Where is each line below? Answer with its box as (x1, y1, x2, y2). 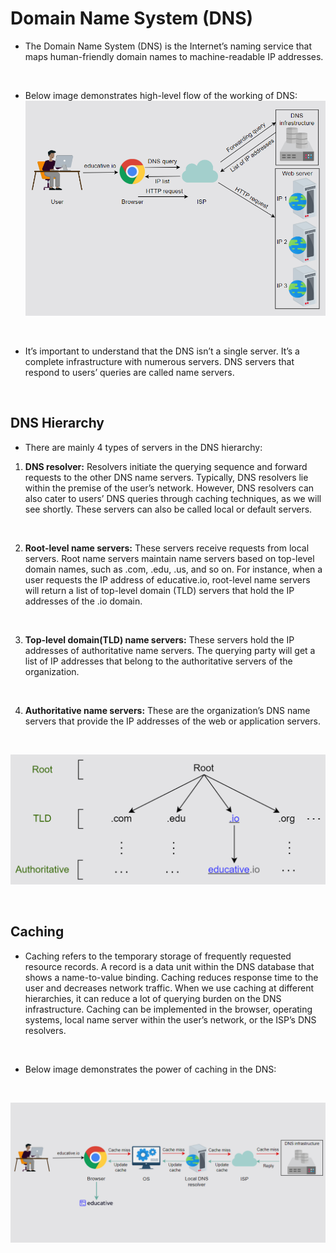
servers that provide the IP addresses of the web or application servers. (24, 715, 321, 727)
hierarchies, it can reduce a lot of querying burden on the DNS (24, 992, 282, 1004)
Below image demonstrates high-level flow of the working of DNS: (24, 89, 298, 101)
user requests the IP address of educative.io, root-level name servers (24, 573, 311, 586)
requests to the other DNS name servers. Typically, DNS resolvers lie (24, 471, 309, 483)
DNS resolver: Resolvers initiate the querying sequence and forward (24, 460, 308, 472)
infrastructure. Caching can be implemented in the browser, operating (24, 1003, 313, 1015)
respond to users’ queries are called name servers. (24, 367, 235, 379)
